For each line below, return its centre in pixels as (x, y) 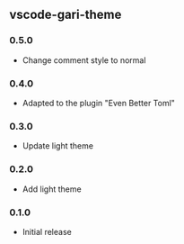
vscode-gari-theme (66, 15)
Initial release (47, 231)
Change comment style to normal (84, 60)
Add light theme (52, 189)
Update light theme (58, 146)
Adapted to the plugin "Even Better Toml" (98, 103)
